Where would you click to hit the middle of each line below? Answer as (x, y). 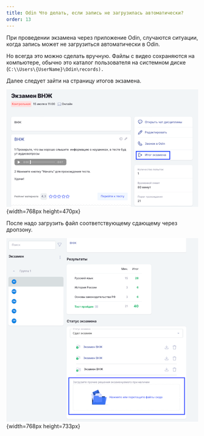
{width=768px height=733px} (43, 426)
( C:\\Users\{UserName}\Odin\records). (55, 69)
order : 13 (19, 19)
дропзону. (19, 230)
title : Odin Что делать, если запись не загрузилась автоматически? (95, 13)
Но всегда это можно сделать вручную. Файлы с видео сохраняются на (100, 56)
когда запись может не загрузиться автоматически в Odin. (83, 44)
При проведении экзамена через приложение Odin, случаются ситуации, (102, 37)
